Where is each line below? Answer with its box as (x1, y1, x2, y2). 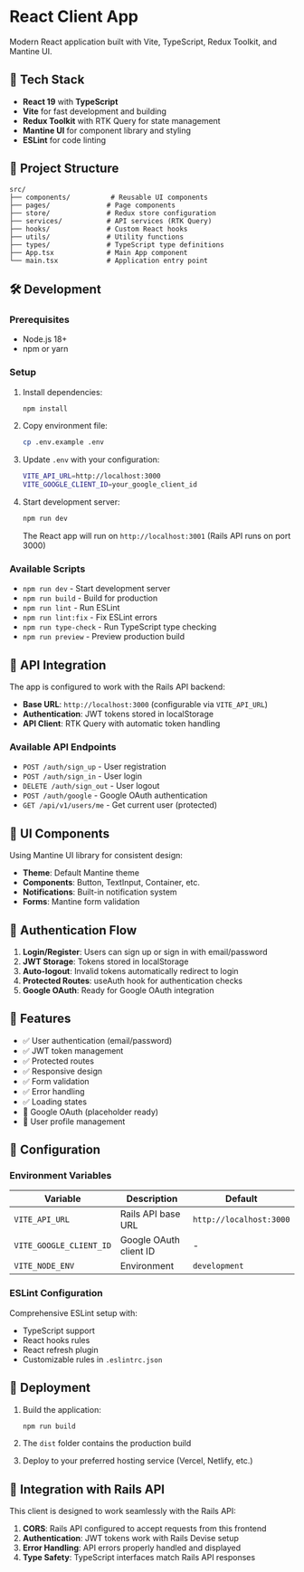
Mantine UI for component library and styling (22, 125, 192, 136)
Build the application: (22, 1404, 101, 1415)
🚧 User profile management (22, 1115, 126, 1127)
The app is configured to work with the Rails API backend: (9, 681, 226, 693)
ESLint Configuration (9, 1287, 103, 1300)
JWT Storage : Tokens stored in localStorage (22, 956, 189, 967)
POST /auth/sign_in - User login (22, 771, 143, 781)
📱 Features (9, 1011, 71, 1027)
